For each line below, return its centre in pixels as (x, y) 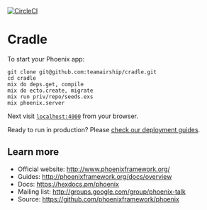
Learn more (33, 152)
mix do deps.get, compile (45, 84)
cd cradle (22, 78)
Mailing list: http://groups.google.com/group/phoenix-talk (102, 192)
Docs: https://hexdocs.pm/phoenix (68, 184)
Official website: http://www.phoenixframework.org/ (94, 169)
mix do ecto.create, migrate (50, 91)
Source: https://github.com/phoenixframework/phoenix (98, 199)
